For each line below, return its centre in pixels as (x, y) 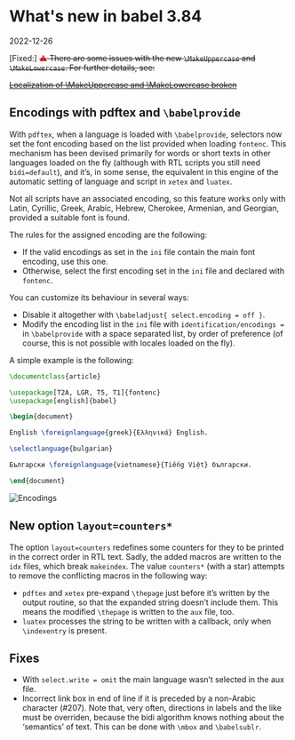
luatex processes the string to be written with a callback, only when (147, 621)
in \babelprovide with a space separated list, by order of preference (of (152, 333)
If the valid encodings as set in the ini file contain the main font (139, 251)
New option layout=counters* (91, 526)
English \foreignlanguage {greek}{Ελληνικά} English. (109, 433)
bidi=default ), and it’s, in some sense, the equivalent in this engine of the (144, 171)
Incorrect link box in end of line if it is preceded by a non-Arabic (139, 698)
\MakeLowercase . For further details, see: (82, 68)
